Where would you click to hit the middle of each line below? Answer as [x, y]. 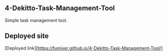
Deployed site [27, 36]
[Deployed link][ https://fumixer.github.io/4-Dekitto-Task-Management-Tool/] [84, 48]
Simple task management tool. [36, 20]
